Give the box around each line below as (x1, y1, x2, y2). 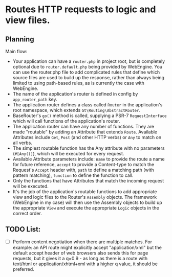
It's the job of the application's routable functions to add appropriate (12, 189, 157, 195)
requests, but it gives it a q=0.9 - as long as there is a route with (12, 255, 148, 261)
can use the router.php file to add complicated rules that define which (12, 69, 160, 75)
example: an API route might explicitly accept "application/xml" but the (12, 244, 162, 250)
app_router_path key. (12, 96, 57, 102)
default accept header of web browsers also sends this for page (12, 249, 148, 256)
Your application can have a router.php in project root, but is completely (12, 58, 165, 64)
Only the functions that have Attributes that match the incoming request (12, 178, 164, 183)
